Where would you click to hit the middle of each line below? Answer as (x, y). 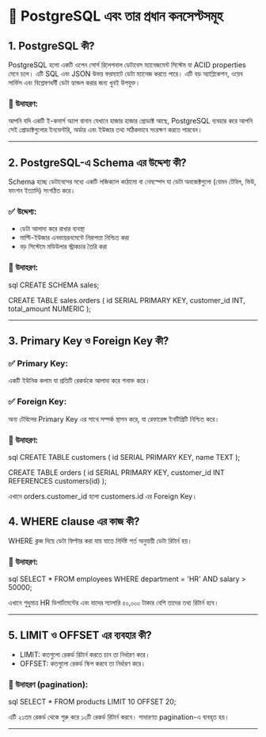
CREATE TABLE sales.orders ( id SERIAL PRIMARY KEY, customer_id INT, (127, 300)
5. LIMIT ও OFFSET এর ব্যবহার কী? (80, 635)
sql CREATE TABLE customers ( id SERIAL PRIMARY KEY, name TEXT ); (124, 457)
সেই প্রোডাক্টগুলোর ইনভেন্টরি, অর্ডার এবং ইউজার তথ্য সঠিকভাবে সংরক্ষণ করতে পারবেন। (106, 130)
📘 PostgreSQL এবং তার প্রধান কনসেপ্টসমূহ (116, 16)
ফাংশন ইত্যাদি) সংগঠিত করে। (42, 191)
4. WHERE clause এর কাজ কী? (74, 522)
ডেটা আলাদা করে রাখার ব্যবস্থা (52, 229)
